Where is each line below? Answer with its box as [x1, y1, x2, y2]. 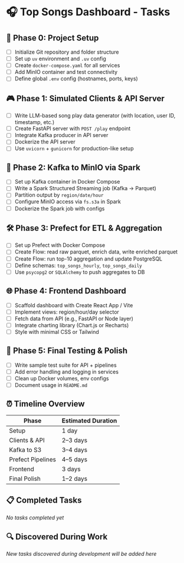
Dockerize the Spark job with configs [14, 205, 105, 212]
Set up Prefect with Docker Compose [14, 242, 106, 249]
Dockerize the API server [14, 138, 75, 145]
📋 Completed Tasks [6, 495, 82, 506]
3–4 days [61, 445, 87, 454]
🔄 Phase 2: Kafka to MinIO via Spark [6, 162, 140, 173]
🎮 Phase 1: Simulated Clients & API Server [6, 93, 165, 103]
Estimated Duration [61, 416, 117, 425]
